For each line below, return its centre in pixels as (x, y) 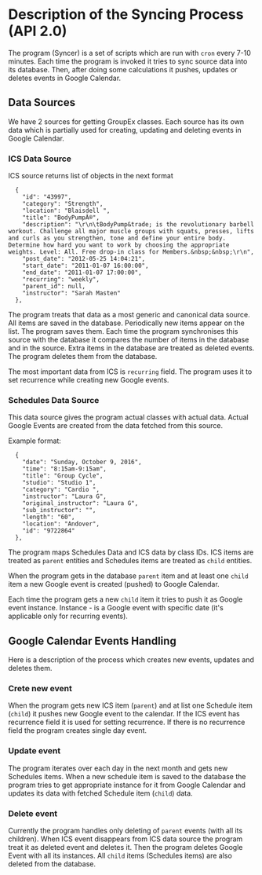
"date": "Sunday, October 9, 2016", (82, 462)
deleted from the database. (52, 864)
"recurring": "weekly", (61, 280)
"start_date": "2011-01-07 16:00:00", (86, 266)
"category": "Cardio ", (61, 490)
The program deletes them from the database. (83, 357)
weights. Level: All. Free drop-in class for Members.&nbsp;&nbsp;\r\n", (131, 252)
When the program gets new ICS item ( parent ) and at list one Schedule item (131, 705)
